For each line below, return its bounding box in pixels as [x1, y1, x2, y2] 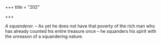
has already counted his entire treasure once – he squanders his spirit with [5, 28, 157, 34]
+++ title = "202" [5, 4, 40, 10]
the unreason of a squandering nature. [5, 34, 83, 39]
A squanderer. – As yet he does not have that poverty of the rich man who [5, 23, 155, 29]
